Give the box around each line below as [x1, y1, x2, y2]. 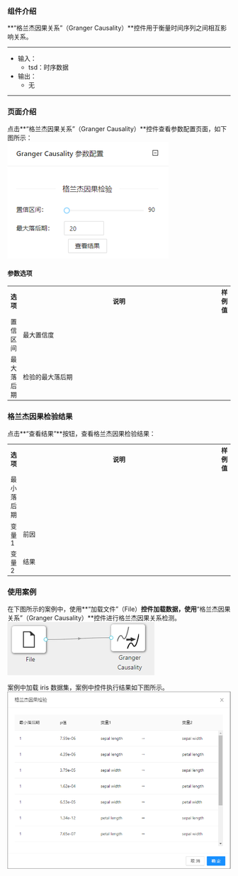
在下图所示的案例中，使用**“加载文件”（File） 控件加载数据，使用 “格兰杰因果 [7, 605, 231, 613]
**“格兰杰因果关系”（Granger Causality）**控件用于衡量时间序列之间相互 [7, 23, 221, 33]
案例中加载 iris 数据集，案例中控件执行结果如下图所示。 [7, 683, 169, 692]
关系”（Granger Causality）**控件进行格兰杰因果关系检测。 [7, 613, 181, 622]
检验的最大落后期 [23, 372, 73, 381]
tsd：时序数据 [28, 63, 69, 72]
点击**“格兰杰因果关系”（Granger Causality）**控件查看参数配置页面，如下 [7, 124, 227, 133]
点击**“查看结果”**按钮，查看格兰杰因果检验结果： [7, 429, 156, 437]
